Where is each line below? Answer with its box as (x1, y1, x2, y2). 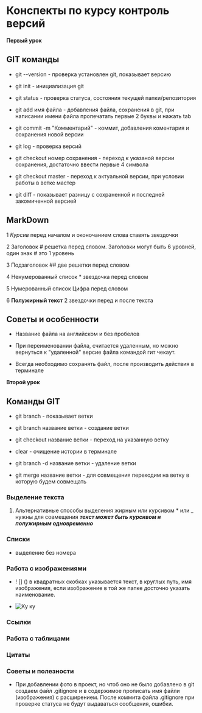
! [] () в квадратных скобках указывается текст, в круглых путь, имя (15, 578, 192, 585)
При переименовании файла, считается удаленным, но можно (15, 342, 178, 349)
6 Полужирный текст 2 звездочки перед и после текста (6, 297, 153, 304)
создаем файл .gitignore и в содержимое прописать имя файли (15, 687, 181, 695)
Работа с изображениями (6, 564, 87, 572)
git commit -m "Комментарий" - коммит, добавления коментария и (15, 124, 190, 132)
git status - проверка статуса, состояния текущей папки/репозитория (15, 94, 197, 101)
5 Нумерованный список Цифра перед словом (6, 284, 128, 292)
